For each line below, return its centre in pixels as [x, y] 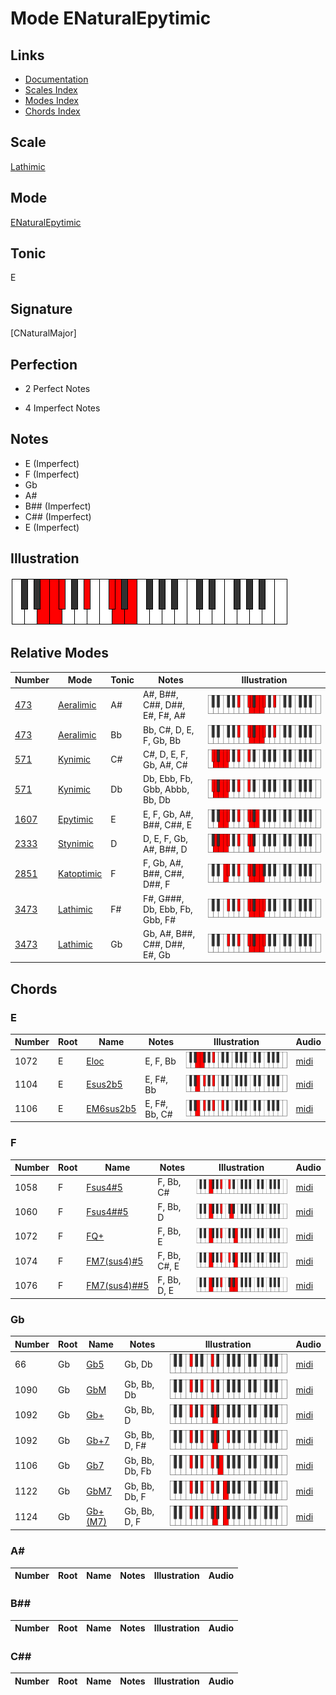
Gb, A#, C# [165, 764]
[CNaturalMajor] [43, 333]
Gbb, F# [159, 919]
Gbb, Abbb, [166, 789]
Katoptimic [80, 874]
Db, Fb [138, 1471]
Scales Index [51, 90]
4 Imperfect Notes [62, 408]
